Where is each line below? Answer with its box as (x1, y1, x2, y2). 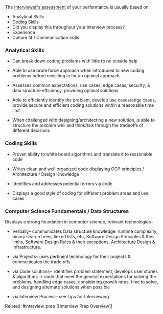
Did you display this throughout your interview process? (12, 24, 125, 30)
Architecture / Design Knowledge (12, 171, 79, 177)
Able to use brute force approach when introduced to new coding (12, 67, 144, 73)
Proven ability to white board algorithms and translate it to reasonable (12, 151, 153, 157)
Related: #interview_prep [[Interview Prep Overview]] (5, 303, 113, 309)
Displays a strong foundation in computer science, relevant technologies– (5, 219, 153, 224)
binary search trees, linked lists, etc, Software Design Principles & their (12, 233, 155, 239)
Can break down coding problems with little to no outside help (12, 58, 138, 64)
